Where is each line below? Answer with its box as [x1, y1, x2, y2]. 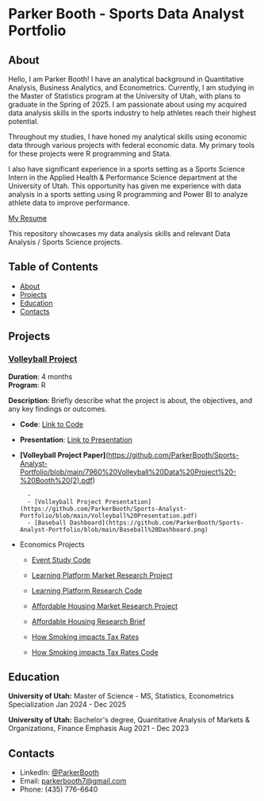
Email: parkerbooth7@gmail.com [19, 776, 127, 786]
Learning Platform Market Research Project [31, 570, 173, 580]
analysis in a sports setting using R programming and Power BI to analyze [8, 190, 248, 199]
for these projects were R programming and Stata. [8, 149, 172, 158]
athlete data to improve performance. [8, 198, 131, 207]
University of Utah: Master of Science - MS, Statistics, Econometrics [8, 691, 235, 701]
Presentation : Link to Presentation [19, 435, 133, 444]
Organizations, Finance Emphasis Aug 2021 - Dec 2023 [8, 724, 189, 733]
